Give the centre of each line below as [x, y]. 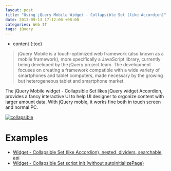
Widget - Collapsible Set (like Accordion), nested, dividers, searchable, [88, 153]
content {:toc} [27, 44]
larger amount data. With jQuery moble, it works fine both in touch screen [83, 102]
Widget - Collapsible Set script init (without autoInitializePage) [78, 163]
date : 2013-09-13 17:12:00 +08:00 [42, 20]
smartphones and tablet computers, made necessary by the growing [90, 75]
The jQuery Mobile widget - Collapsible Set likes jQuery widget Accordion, [84, 91]
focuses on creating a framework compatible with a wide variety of [89, 70]
